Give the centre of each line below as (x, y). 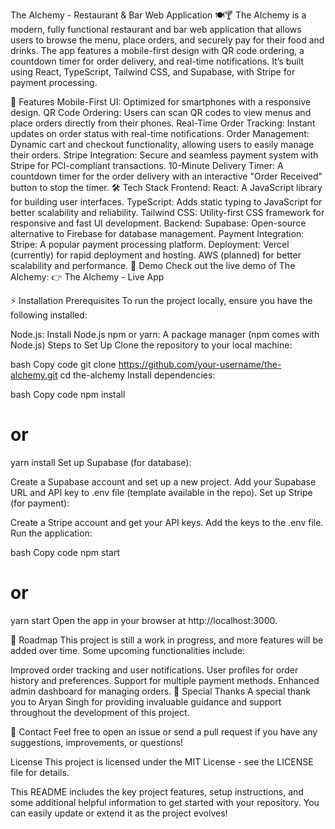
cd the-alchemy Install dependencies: (137, 375)
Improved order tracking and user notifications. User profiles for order (154, 670)
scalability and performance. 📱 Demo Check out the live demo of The (153, 265)
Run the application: (51, 533)
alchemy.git (34, 375)
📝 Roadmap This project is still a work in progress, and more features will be (167, 640)
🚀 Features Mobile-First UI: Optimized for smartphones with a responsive (161, 102)
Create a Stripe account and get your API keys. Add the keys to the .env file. (167, 522)
